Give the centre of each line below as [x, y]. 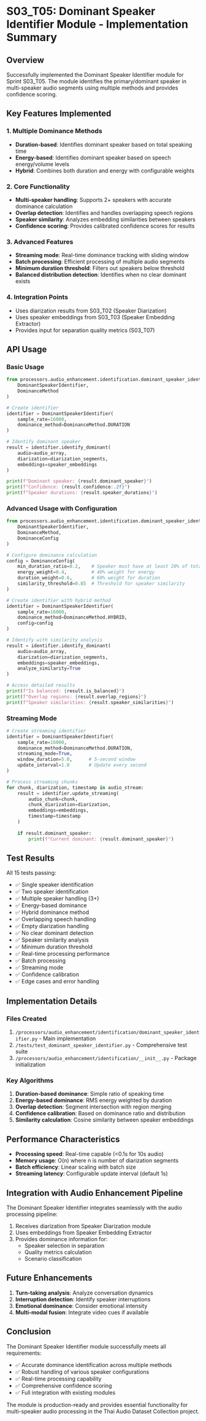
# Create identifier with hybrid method [59, 600]
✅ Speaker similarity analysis [52, 940]
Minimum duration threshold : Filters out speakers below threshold [100, 268]
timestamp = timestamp [55, 816]
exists [23, 281]
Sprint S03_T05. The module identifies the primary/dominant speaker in [97, 81]
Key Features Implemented [59, 114]
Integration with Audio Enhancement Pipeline [95, 1193]
